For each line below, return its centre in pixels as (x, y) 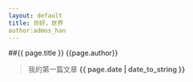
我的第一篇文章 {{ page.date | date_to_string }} (107, 69)
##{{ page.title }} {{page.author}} (63, 53)
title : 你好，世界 (36, 23)
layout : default (35, 16)
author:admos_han (37, 30)
